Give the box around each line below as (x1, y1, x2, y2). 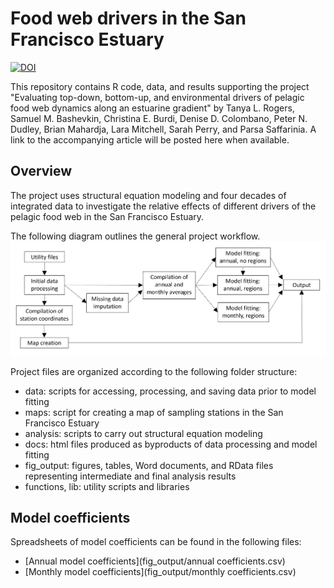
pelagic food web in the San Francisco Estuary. (10, 210, 205, 222)
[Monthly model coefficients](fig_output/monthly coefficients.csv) (24, 566, 297, 578)
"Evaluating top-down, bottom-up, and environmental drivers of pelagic (10, 91, 305, 103)
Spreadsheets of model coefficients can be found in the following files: (10, 536, 302, 548)
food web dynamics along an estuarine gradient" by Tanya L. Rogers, (10, 102, 295, 114)
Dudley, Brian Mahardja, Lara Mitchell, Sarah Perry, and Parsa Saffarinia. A (10, 123, 317, 135)
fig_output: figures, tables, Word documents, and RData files (24, 459, 274, 471)
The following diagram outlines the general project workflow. (10, 230, 261, 242)
